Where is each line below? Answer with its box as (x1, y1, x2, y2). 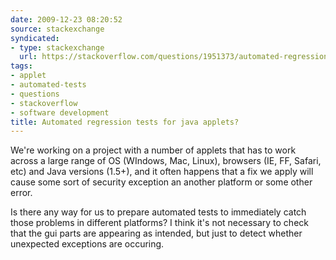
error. (10, 187, 33, 199)
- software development (10, 107, 110, 118)
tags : (10, 61, 33, 71)
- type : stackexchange (10, 42, 105, 53)
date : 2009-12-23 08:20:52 (10, 14, 123, 25)
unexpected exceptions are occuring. (10, 238, 165, 250)
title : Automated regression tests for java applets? (10, 117, 240, 127)
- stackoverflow (10, 98, 78, 108)
